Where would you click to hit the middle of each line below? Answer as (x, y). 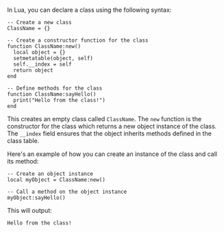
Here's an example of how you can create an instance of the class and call (112, 154)
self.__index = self (42, 64)
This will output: (30, 210)
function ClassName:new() (44, 47)
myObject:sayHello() (37, 198)
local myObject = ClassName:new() (57, 180)
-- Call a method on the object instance (67, 192)
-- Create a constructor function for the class (78, 40)
